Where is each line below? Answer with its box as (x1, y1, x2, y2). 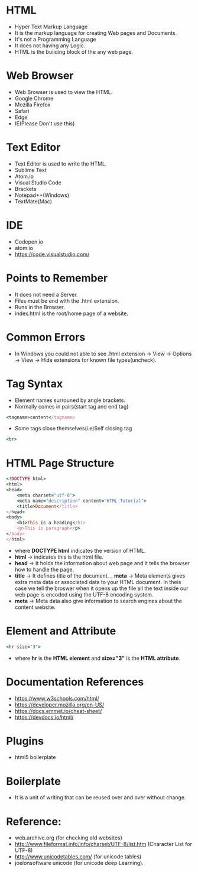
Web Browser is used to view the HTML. (14, 88, 113, 95)
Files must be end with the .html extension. (14, 297, 119, 304)
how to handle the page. (14, 566, 74, 573)
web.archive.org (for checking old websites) (14, 834, 122, 841)
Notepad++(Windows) (14, 192, 70, 199)
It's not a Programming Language (14, 35, 96, 43)
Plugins (6, 734, 44, 748)
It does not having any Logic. (14, 42, 86, 49)
